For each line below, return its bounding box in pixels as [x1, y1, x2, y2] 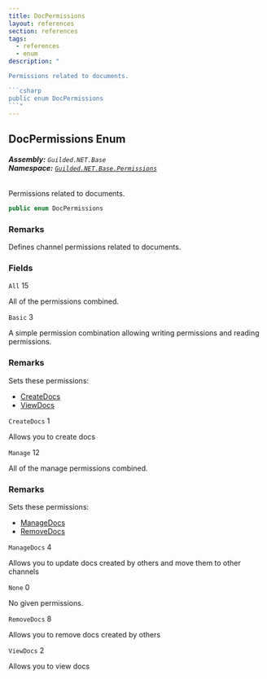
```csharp [8, 86, 42, 94]
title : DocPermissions [8, 11, 85, 20]
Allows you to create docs [8, 431, 96, 441]
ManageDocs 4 [8, 542, 52, 552]
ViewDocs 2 [8, 646, 45, 655]
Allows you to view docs [8, 661, 90, 672]
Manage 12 [8, 447, 41, 457]
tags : [8, 34, 27, 43]
